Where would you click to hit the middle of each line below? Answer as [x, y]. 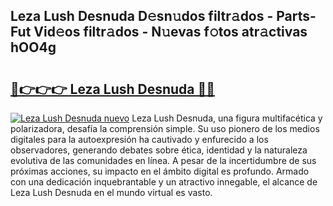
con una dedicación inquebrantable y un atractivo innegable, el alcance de [164, 182]
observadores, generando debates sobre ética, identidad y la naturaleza [159, 150]
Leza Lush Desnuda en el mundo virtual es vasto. [111, 192]
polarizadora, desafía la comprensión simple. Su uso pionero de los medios [165, 128]
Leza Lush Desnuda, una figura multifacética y [227, 118]
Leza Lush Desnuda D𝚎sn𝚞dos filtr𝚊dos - [142, 16]
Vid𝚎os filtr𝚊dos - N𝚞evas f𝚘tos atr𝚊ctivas [170, 32]
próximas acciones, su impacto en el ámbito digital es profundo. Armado [160, 171]
